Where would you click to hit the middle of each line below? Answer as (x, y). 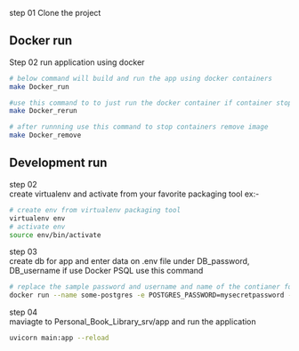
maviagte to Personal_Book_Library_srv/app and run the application (133, 322)
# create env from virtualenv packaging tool (95, 210)
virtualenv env (37, 218)
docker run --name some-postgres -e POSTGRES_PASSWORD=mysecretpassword (147, 295)
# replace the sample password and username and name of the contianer (145, 287)
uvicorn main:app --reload (59, 338)
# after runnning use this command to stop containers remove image (139, 127)
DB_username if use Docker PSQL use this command (106, 271)
